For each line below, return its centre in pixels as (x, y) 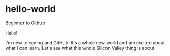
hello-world (31, 9)
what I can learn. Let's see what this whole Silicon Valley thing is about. (80, 48)
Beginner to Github (25, 23)
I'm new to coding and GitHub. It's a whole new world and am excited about (85, 43)
